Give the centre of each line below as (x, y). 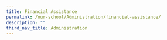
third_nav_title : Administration (47, 28)
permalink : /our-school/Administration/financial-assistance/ (83, 17)
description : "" (26, 22)
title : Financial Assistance (42, 11)
